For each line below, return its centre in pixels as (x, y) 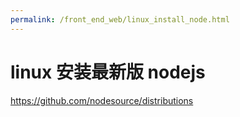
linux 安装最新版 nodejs (108, 72)
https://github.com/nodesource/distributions (102, 100)
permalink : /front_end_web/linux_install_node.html (120, 19)
